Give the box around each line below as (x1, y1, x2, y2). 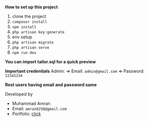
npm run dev (12, 50, 36, 55)
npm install (12, 25, 36, 30)
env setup (12, 34, 33, 40)
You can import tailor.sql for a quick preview (5, 59, 96, 64)
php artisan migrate (12, 40, 54, 45)
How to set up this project (5, 4, 58, 10)
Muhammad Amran (12, 101, 51, 106)
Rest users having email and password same (5, 82, 97, 88)
